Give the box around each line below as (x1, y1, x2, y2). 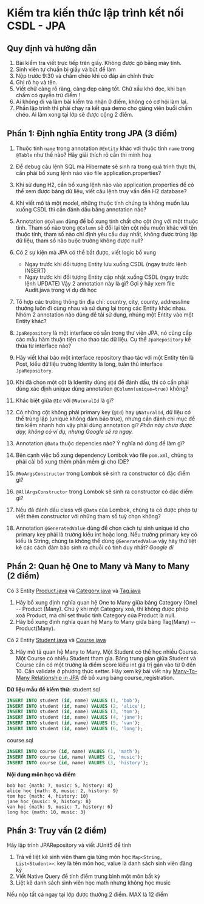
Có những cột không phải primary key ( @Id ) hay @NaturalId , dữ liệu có (15, 408, 191, 416)
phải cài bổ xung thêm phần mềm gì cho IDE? (15, 457, 129, 465)
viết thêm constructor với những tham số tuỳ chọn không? (15, 512, 161, 519)
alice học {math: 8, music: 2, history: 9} (7, 787, 119, 794)
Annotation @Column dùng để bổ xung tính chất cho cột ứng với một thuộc (15, 217, 199, 225)
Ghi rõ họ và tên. (15, 79, 58, 86)
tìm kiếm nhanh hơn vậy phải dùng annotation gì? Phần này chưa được (15, 421, 192, 428)
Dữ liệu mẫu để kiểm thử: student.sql (7, 685, 101, 693)
